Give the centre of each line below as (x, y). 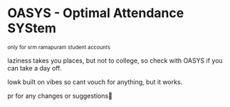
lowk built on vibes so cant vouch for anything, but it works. (95, 82)
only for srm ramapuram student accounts (59, 47)
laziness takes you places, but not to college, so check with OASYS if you (115, 60)
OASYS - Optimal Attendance (96, 13)
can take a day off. (35, 68)
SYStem (32, 28)
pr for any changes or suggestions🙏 (60, 96)
